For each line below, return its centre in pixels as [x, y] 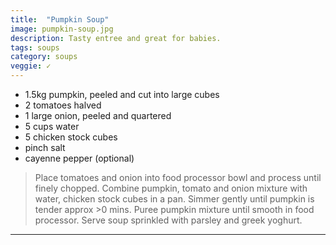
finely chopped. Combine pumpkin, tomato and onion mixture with [171, 188]
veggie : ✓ [31, 66]
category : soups [44, 57]
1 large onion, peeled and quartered [98, 115]
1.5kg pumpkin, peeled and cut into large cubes [122, 94]
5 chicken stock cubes [71, 137]
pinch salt [45, 147]
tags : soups [35, 47]
